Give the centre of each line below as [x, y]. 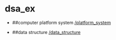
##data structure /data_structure [46, 32]
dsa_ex [20, 9]
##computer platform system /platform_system [62, 22]
